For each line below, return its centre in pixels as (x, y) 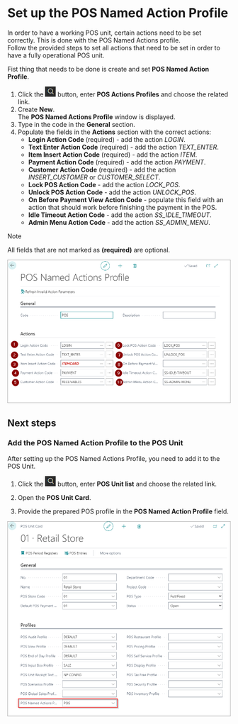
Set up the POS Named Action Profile (118, 13)
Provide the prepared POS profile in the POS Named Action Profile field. (123, 511)
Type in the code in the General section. (76, 124)
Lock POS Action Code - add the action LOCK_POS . (104, 184)
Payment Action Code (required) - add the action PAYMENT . (117, 162)
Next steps (32, 423)
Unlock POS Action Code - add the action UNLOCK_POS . (112, 192)
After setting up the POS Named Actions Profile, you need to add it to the (114, 458)
